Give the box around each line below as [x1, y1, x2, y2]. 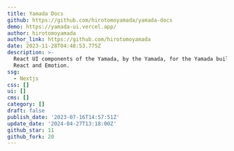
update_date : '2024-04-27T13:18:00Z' [7, 120, 117, 127]
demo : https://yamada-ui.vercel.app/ [7, 23, 117, 30]
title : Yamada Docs [7, 10, 64, 17]
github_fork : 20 [7, 133, 54, 140]
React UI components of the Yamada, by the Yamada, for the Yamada [13, 56, 214, 63]
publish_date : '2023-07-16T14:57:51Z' [7, 113, 120, 120]
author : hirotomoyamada [7, 29, 77, 37]
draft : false [7, 107, 45, 114]
